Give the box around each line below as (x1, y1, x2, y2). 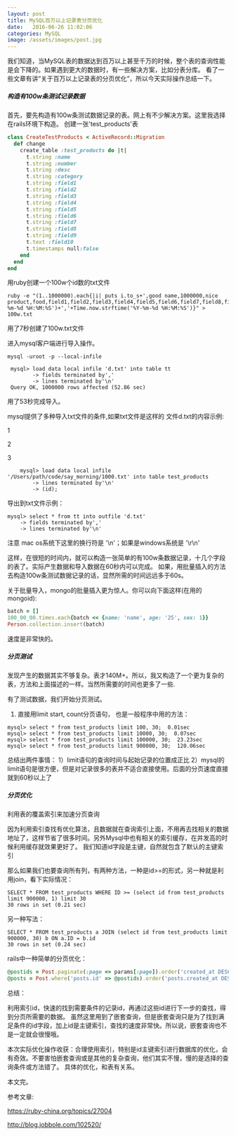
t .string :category (25, 173, 83, 180)
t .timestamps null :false (25, 245, 99, 252)
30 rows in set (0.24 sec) (7, 941, 86, 949)
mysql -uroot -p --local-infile (7, 353, 102, 360)
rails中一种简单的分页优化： (7, 954, 88, 963)
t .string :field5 (25, 206, 77, 213)
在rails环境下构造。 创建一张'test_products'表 (7, 120, 138, 128)
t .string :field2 (25, 186, 77, 194)
